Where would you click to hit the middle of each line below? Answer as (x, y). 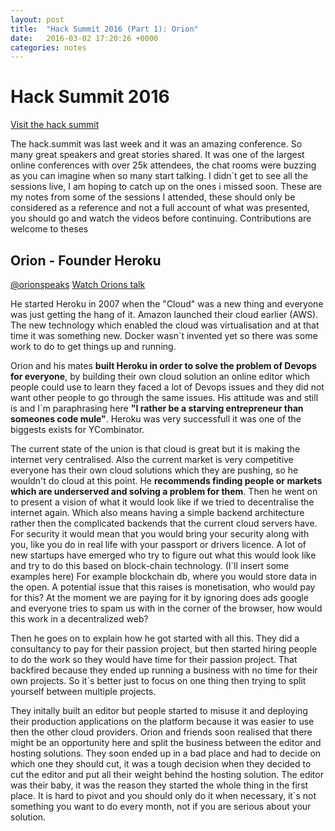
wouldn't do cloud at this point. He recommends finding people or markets (166, 480)
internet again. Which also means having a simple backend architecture (157, 512)
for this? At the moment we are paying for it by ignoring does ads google (159, 597)
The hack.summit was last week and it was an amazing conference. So (156, 144)
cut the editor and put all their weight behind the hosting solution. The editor (167, 774)
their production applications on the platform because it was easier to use (162, 721)
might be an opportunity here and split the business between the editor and (166, 742)
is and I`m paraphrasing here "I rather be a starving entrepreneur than (157, 408)
